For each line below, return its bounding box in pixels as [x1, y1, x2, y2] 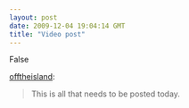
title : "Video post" [9, 29, 86, 38]
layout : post [9, 12, 58, 22]
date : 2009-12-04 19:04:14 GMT [9, 21, 126, 30]
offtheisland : [9, 71, 55, 82]
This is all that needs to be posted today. [30, 88, 181, 99]
